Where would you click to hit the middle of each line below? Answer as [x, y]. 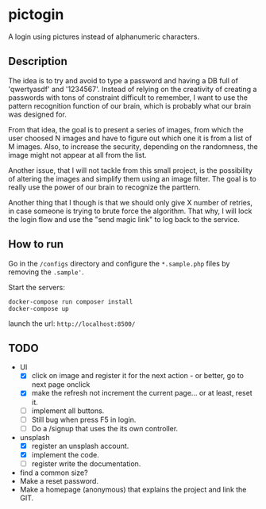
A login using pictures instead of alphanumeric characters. [104, 36]
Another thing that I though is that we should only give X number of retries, [130, 202]
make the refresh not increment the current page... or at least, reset [142, 393]
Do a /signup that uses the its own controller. [105, 428]
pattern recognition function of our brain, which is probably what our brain [130, 105]
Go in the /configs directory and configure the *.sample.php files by [119, 263]
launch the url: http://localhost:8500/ [72, 323]
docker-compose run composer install [71, 302]
